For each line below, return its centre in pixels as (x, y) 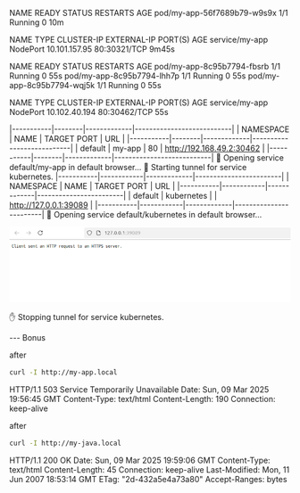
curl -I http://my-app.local (63, 372)
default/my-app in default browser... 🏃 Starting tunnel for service (128, 167)
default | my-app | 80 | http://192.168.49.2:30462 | (172, 148)
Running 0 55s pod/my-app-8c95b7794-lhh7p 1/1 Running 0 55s (128, 76)
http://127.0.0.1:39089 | (51, 205)
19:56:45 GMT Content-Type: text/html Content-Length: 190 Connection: (142, 399)
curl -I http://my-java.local (66, 443)
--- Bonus (28, 337)
